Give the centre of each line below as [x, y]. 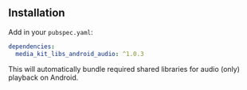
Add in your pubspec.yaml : [51, 32]
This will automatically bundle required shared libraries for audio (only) [124, 69]
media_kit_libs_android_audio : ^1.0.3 [80, 54]
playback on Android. [43, 77]
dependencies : [32, 47]
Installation [37, 13]
